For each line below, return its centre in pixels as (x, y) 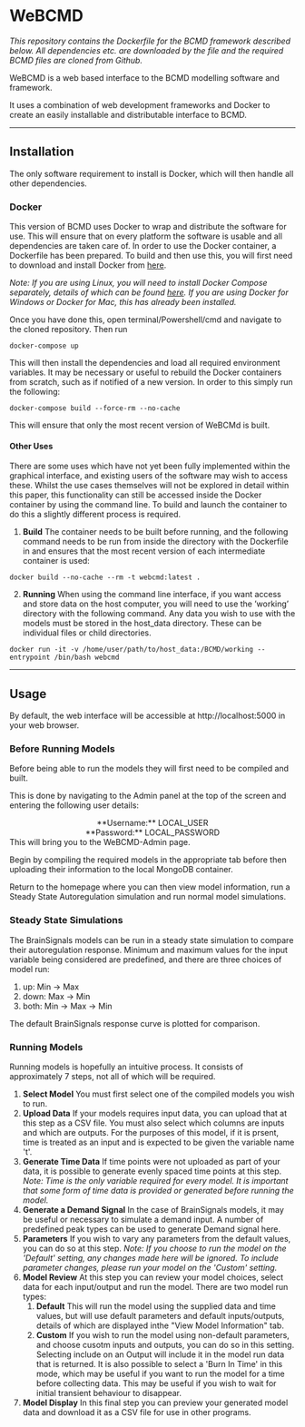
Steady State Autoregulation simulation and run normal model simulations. (148, 897)
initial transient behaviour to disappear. (109, 1393)
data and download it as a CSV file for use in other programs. (137, 1412)
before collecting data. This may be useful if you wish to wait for (156, 1383)
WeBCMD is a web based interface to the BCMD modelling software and (144, 77)
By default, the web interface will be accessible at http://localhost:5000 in (148, 716)
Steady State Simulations (66, 920)
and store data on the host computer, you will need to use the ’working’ (156, 604)
